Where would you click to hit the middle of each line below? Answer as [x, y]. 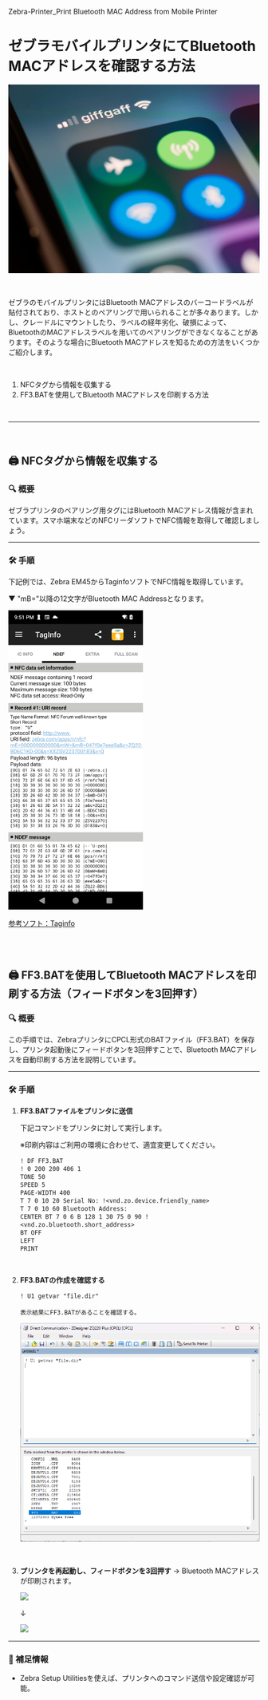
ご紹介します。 [33, 352]
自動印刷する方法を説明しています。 [81, 1059]
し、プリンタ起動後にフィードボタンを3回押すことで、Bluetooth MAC [122, 1050]
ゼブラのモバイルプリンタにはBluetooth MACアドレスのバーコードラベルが [131, 302]
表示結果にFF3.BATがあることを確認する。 [80, 1313]
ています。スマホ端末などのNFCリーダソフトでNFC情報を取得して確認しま [130, 520]
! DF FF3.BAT [41, 1161]
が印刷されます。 [47, 1580]
